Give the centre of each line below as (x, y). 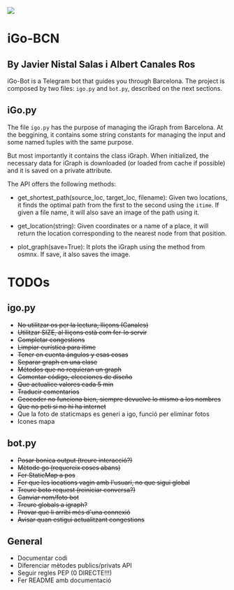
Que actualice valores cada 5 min (65, 384)
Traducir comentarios (48, 392)
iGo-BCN (34, 39)
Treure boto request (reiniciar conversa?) (76, 489)
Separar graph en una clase (57, 362)
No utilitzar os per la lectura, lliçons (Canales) (83, 325)
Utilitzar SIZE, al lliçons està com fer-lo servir (82, 332)
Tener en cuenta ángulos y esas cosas (73, 354)
